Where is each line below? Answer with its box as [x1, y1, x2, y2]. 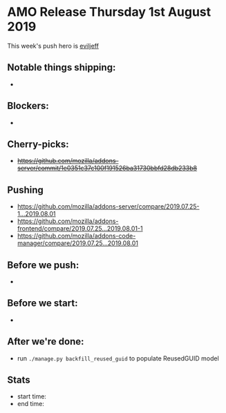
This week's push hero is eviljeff [7, 41, 99, 50]
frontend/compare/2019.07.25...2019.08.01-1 [17, 224, 143, 233]
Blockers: [7, 100, 50, 112]
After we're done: [7, 336, 84, 347]
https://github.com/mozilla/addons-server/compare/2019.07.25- [17, 202, 200, 211]
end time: [17, 400, 45, 408]
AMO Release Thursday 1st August [7, 4, 211, 20]
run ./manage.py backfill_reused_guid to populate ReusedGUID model [17, 354, 219, 363]
